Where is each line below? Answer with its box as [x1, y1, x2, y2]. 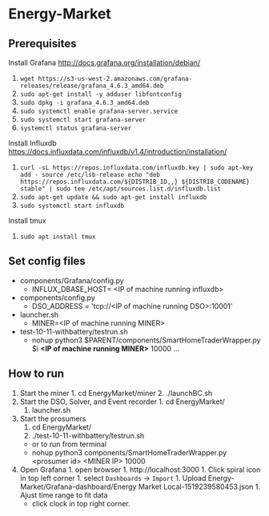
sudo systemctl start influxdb [19, 202, 125, 210]
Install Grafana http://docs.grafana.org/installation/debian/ [8, 58, 201, 67]
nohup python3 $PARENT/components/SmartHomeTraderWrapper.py [31, 335, 261, 345]
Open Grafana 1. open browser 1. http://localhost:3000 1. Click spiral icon [19, 465, 261, 474]
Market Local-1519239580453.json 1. [138, 482, 260, 491]
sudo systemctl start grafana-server [19, 116, 147, 124]
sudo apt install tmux [19, 233, 96, 241]
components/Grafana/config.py [19, 275, 124, 285]
